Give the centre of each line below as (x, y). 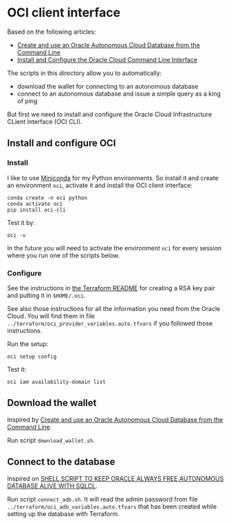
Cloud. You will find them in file (51, 316)
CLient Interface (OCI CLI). (45, 121)
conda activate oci (35, 204)
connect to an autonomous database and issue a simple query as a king (119, 94)
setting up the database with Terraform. (63, 513)
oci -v (16, 235)
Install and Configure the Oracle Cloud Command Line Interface (107, 59)
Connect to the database (61, 462)
